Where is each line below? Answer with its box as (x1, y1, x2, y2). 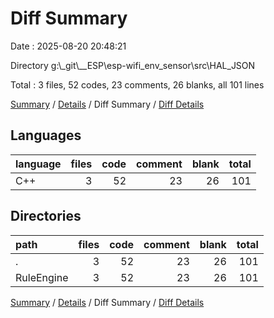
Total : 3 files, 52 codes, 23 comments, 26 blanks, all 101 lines (10, 78, 265, 91)
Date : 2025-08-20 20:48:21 (10, 40, 127, 52)
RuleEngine (15, 270, 69, 284)
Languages (10, 127, 82, 144)
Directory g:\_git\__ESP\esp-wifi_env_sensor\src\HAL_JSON (10, 59, 256, 71)
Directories (10, 208, 82, 225)
